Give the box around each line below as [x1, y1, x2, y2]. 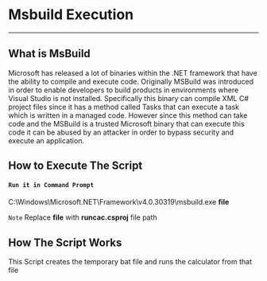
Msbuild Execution [8, 6, 134, 24]
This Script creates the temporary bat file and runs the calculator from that [8, 257, 253, 267]
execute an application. [8, 135, 85, 145]
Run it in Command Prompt [8, 181, 94, 189]
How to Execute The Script [8, 159, 143, 173]
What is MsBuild [8, 47, 91, 60]
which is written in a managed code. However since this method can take [8, 110, 248, 120]
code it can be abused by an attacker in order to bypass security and [8, 127, 234, 137]
